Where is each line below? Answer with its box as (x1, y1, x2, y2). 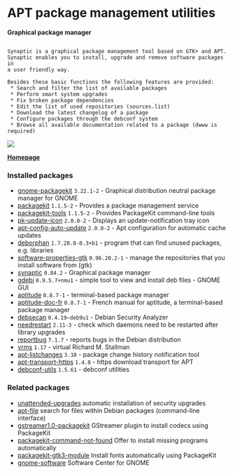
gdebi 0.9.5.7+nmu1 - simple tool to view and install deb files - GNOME (17, 276, 221, 285)
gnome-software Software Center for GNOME (17, 458, 150, 467)
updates (17, 231, 42, 240)
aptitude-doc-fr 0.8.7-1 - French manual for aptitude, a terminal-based (17, 298, 223, 306)
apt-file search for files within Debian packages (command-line (17, 406, 200, 414)
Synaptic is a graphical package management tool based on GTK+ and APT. (7, 48, 227, 55)
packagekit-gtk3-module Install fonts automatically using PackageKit (17, 451, 217, 459)
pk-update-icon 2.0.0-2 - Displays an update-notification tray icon (17, 216, 210, 225)
